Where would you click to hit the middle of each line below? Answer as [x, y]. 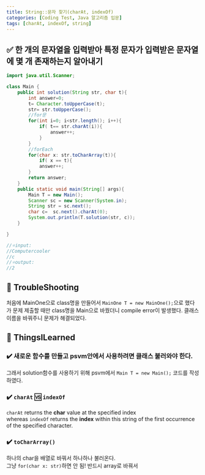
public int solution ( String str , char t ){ [72, 92]
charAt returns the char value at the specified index [71, 412]
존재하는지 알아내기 [68, 61]
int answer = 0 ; [46, 98]
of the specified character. [40, 425]
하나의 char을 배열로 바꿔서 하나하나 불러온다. [61, 458]
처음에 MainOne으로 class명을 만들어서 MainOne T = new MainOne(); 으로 [95, 303]
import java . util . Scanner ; [41, 76]
